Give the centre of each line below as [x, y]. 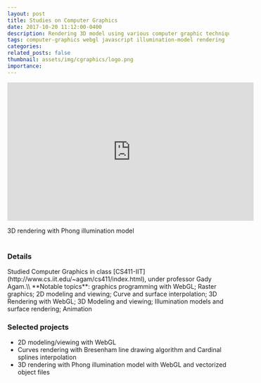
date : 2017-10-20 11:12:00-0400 [55, 27]
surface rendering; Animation [50, 309]
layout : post [26, 14]
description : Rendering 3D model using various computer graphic [105, 33]
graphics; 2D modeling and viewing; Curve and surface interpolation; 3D [112, 294]
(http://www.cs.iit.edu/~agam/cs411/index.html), [77, 279]
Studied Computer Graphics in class [59, 271]
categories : [25, 46]
